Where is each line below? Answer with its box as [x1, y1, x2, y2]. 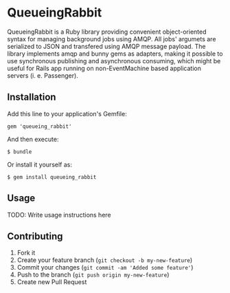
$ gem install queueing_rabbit [7, 173, 97, 180]
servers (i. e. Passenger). [7, 71, 79, 80]
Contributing [7, 230, 63, 242]
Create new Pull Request [16, 278, 87, 286]
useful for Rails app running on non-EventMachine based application [7, 64, 201, 72]
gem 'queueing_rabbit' [7, 122, 72, 130]
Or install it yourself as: [7, 160, 72, 169]
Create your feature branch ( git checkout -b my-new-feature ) [16, 256, 193, 264]
